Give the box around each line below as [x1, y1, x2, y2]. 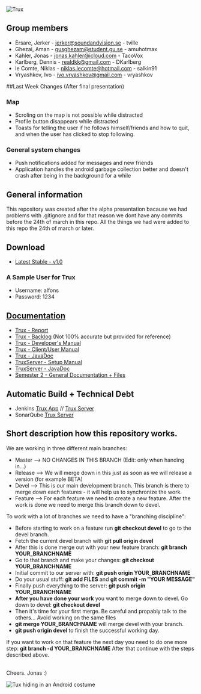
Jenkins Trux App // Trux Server [14, 404, 95, 412]
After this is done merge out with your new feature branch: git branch [14, 544, 188, 551]
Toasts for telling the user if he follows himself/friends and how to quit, [14, 124, 190, 132]
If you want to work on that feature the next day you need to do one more [6, 638, 188, 645]
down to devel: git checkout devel [14, 601, 100, 608]
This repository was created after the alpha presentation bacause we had [6, 205, 188, 213]
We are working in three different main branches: [6, 444, 127, 451]
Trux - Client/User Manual [14, 346, 80, 353]
